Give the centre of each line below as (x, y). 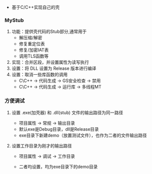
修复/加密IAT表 (34, 50)
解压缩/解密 (31, 38)
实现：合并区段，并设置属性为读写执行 (50, 62)
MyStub (14, 20)
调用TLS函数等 (34, 56)
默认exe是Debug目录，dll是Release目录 (59, 129)
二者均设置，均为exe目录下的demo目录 (58, 167)
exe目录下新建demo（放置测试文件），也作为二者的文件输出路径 (83, 135)
